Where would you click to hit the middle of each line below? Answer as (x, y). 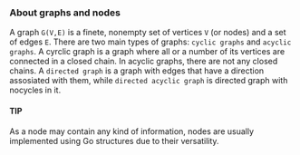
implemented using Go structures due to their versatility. (114, 140)
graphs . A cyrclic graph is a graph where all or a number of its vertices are (147, 52)
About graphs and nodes (65, 13)
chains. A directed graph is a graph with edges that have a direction (137, 71)
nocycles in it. (35, 90)
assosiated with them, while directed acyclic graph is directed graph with (149, 81)
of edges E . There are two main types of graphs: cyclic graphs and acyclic (150, 42)
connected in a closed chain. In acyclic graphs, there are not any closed (144, 62)
